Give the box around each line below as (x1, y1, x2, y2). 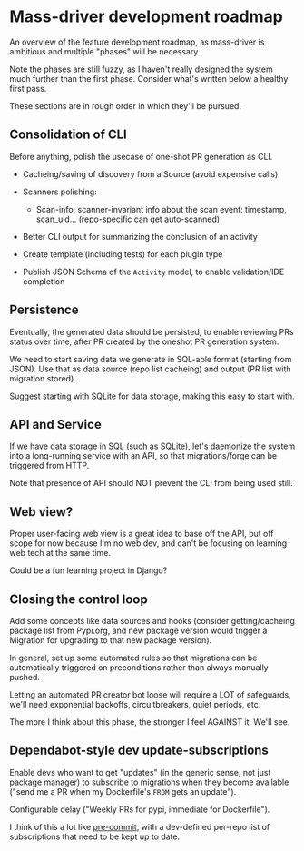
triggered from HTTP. (9, 460, 90, 471)
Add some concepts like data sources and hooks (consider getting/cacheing (9, 616, 295, 626)
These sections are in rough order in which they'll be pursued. (9, 100, 242, 111)
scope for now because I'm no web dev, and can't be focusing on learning (9, 538, 288, 549)
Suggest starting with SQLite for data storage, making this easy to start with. (9, 391, 295, 401)
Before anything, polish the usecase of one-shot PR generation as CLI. (9, 151, 273, 162)
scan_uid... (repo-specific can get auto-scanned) (35, 213, 221, 224)
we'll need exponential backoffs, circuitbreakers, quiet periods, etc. (9, 699, 261, 709)
